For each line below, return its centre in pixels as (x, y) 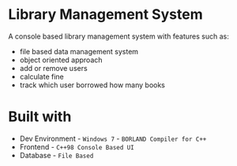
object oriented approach (61, 60)
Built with (40, 117)
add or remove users (54, 68)
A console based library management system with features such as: (118, 36)
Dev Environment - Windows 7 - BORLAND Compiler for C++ (113, 138)
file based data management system (79, 51)
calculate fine (42, 76)
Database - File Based (56, 155)
